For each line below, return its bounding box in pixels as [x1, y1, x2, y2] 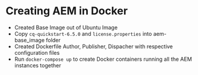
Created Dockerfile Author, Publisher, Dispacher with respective [14, 43, 173, 50]
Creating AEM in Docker [5, 4, 128, 18]
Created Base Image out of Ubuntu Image [14, 24, 118, 31]
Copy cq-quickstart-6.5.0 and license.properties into [14, 30, 152, 37]
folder [45, 36, 61, 43]
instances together [14, 61, 61, 69]
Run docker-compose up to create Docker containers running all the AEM [14, 55, 192, 62]
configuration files [14, 49, 60, 56]
